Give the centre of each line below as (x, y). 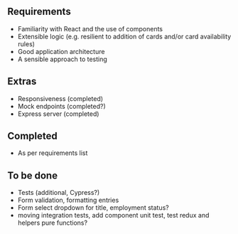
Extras (22, 81)
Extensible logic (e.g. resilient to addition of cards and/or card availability (124, 36)
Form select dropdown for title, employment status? (93, 208)
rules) (26, 44)
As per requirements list (53, 153)
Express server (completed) (58, 114)
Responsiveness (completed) (60, 98)
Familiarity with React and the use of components (90, 28)
